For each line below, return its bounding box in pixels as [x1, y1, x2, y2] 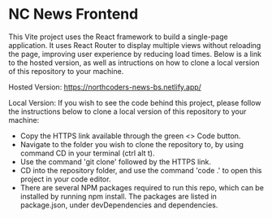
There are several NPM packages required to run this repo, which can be [19, 182, 264, 192]
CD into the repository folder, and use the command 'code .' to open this [19, 165, 262, 175]
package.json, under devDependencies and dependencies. [19, 200, 218, 210]
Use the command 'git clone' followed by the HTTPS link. [19, 156, 211, 167]
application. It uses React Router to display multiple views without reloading [8, 40, 261, 50]
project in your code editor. [19, 174, 111, 184]
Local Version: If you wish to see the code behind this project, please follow [8, 98, 261, 107]
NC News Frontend [8, 5, 139, 24]
